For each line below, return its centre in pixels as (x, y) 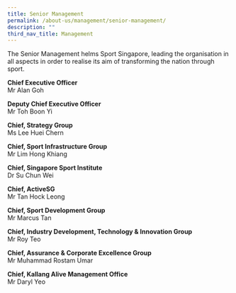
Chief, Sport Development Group (56, 211)
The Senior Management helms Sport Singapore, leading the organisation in (118, 54)
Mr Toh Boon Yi (30, 111)
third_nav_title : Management (50, 34)
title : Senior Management (45, 14)
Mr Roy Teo (24, 239)
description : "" (31, 27)
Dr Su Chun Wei (31, 175)
